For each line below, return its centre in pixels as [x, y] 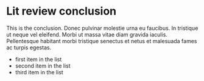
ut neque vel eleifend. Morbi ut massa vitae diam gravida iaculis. [87, 34]
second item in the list [43, 66]
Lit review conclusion [62, 11]
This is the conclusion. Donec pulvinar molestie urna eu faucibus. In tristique [102, 28]
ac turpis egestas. [29, 48]
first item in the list [38, 59]
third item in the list [39, 72]
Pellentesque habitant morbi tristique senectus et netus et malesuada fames [102, 41]
